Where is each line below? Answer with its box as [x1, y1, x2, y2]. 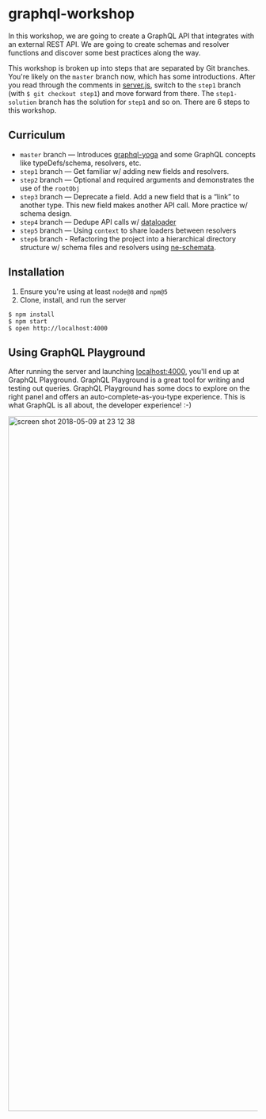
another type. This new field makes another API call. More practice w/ [19, 200, 248, 210]
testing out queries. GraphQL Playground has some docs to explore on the [8, 384, 251, 393]
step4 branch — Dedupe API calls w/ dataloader [19, 217, 177, 226]
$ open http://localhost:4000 [8, 324, 108, 332]
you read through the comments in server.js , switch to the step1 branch [8, 80, 241, 90]
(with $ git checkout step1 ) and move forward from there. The [8, 88, 215, 98]
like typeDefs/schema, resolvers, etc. [19, 158, 142, 168]
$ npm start [8, 317, 47, 326]
